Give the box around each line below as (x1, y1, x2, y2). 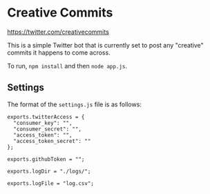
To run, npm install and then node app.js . (7, 61, 128, 70)
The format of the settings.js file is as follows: (7, 100, 142, 108)
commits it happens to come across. (7, 48, 111, 57)
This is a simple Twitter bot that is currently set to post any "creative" (7, 41, 204, 49)
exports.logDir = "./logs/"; (7, 168, 91, 175)
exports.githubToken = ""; (7, 155, 85, 163)
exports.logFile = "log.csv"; (7, 180, 95, 187)
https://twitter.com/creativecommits (7, 28, 109, 36)
